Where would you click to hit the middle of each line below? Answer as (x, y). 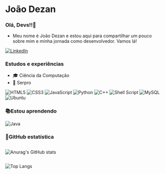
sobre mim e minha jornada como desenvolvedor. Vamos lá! (75, 41)
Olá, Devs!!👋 (21, 25)
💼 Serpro (22, 82)
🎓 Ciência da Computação (41, 75)
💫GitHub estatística (30, 137)
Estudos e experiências (35, 64)
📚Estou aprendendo (31, 111)
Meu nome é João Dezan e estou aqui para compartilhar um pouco (82, 36)
